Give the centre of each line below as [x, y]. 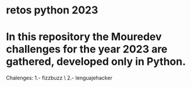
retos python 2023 [52, 10]
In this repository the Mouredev [84, 37]
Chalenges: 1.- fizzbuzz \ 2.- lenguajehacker [59, 78]
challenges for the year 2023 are [87, 49]
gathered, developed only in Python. [96, 62]
